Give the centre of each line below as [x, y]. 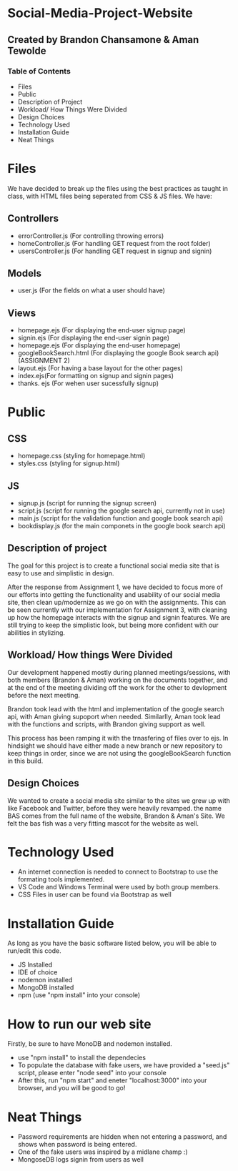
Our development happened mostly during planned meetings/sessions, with [119, 672]
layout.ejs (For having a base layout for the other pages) [100, 368]
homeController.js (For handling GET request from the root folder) [114, 243]
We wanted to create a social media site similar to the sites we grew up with [119, 800]
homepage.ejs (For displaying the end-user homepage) [99, 345]
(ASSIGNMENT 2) [44, 361]
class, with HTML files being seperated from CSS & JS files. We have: [110, 196]
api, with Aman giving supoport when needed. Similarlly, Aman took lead [114, 716]
